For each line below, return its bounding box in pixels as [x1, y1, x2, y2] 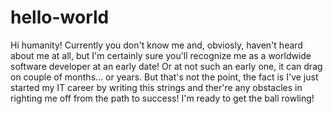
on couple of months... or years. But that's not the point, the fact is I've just [10, 71, 319, 83]
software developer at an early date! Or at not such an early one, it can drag [10, 60, 323, 72]
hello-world [10, 6, 110, 29]
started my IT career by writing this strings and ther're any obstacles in [10, 81, 303, 93]
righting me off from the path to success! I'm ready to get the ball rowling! [10, 92, 315, 104]
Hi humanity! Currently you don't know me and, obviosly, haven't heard [10, 39, 303, 51]
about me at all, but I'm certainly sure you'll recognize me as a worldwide [10, 49, 312, 61]
